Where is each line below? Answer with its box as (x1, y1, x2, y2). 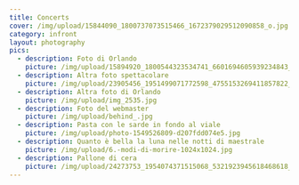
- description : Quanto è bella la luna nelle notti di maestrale (17, 137, 265, 146)
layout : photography (9, 37, 86, 47)
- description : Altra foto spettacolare (17, 71, 169, 80)
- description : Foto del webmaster (17, 104, 149, 113)
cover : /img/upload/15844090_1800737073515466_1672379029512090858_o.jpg (9, 21, 289, 30)
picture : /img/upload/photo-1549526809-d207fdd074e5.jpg (25, 129, 241, 138)
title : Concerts (9, 12, 69, 22)
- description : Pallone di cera (17, 153, 138, 163)
